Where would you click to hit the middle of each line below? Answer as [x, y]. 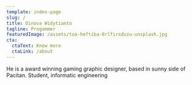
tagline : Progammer [31, 29]
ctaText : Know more [37, 46]
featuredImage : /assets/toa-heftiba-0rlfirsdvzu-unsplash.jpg [87, 35]
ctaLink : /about [32, 52]
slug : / [16, 18]
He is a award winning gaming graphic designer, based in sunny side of [96, 69]
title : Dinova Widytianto [39, 23]
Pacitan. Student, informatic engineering [57, 75]
